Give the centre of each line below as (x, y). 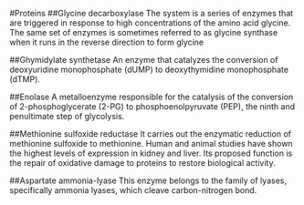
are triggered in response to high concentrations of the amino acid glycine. (150, 23)
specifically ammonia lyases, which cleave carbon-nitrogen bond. (133, 190)
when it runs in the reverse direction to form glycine (106, 42)
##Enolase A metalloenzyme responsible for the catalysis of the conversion (152, 97)
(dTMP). (25, 79)
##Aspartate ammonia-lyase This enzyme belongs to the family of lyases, (148, 180)
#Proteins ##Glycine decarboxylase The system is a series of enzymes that (152, 13)
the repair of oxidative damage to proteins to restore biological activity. (142, 163)
